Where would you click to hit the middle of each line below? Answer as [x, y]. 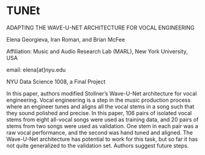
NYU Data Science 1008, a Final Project [56, 81]
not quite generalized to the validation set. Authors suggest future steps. [98, 145]
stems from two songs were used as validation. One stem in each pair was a [102, 126]
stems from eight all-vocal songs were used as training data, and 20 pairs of [102, 119]
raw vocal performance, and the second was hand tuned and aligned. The [100, 132]
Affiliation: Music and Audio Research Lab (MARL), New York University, [97, 51]
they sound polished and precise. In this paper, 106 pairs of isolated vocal [99, 113]
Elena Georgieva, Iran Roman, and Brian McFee [66, 39]
